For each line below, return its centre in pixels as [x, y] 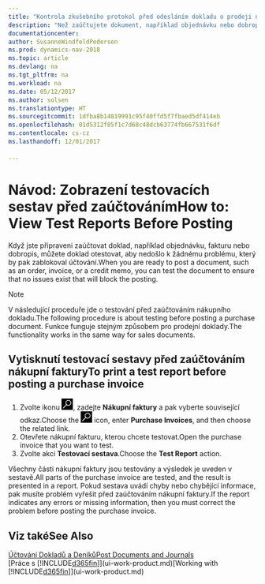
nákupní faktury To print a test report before [117, 371]
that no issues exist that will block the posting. [83, 279]
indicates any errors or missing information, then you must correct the [122, 503]
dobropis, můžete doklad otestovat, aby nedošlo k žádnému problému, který [132, 253]
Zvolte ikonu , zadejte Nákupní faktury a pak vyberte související [130, 407]
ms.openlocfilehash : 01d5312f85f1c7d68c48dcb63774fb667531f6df [114, 125]
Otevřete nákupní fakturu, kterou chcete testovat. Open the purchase [131, 437]
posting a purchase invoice [76, 384]
